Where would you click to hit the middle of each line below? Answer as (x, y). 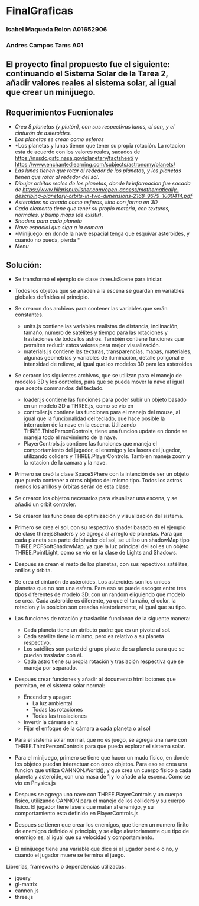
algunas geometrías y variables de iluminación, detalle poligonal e (104, 358)
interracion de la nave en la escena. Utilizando (80, 425)
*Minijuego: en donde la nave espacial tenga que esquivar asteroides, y (102, 234)
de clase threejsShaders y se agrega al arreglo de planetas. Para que (99, 534)
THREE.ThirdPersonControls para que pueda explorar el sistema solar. (100, 746)
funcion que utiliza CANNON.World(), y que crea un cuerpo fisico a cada (103, 770)
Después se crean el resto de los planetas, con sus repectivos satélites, (102, 564)
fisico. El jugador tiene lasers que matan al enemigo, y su (84, 807)
